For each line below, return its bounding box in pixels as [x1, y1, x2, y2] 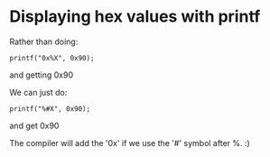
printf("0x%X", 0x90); [9, 53, 95, 62]
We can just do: [9, 87, 68, 97]
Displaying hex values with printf [9, 6, 261, 27]
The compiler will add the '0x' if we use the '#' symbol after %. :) [9, 137, 250, 148]
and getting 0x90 [9, 69, 74, 80]
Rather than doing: [9, 36, 79, 47]
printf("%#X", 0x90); [9, 104, 91, 114]
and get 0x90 [9, 120, 60, 131]
